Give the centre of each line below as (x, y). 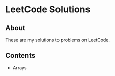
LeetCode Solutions (48, 9)
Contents (20, 56)
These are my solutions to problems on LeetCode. (58, 40)
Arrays (20, 68)
